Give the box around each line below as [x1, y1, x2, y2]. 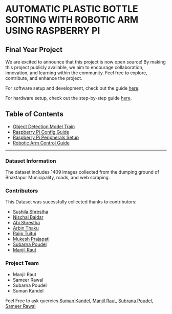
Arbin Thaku [12, 225, 39, 231]
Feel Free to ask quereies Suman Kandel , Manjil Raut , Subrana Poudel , [5, 298, 154, 304]
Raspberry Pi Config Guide [12, 129, 70, 135]
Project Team [5, 260, 39, 267]
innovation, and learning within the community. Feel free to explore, [5, 70, 147, 76]
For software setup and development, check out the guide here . [5, 85, 140, 91]
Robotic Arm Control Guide [12, 139, 70, 146]
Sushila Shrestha [12, 208, 49, 215]
